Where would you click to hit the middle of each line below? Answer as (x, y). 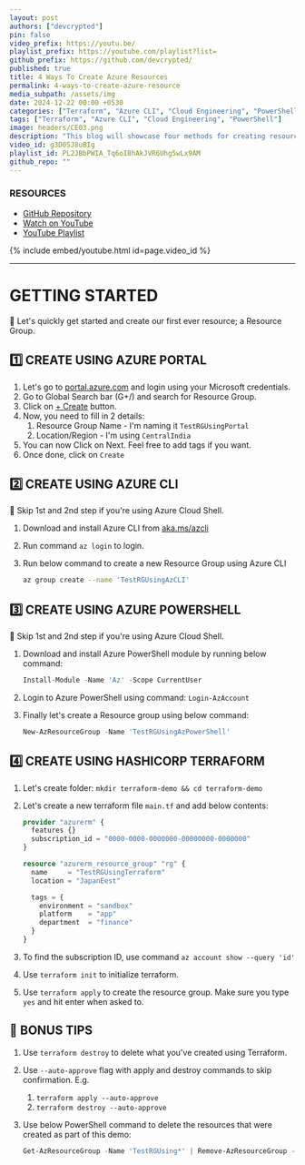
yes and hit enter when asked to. (83, 1001)
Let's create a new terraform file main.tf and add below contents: (145, 805)
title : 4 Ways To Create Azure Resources (89, 77)
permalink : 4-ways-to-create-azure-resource (95, 86)
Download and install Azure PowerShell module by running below (144, 654)
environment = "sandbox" (86, 906)
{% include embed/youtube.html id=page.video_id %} (110, 250)
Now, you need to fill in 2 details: (84, 416)
